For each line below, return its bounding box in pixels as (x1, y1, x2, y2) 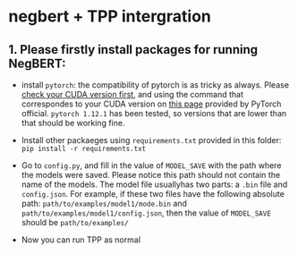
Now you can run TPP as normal (21, 234, 140, 245)
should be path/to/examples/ (21, 217, 129, 227)
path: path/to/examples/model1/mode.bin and (21, 199, 187, 208)
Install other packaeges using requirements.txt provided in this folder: (21, 135, 282, 145)
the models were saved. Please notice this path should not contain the (21, 170, 281, 180)
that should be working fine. (21, 118, 125, 128)
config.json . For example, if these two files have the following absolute (21, 189, 285, 199)
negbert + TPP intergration (8, 6, 212, 27)
